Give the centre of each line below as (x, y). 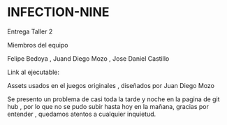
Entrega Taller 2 (30, 31)
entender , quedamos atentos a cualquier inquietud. (82, 114)
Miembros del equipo (38, 45)
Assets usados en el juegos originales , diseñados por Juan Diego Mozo (111, 85)
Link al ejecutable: (34, 72)
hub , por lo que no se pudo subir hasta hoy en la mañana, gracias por (108, 106)
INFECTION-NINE (58, 12)
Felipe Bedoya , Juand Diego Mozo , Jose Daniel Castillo (88, 58)
